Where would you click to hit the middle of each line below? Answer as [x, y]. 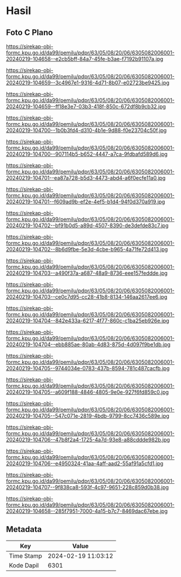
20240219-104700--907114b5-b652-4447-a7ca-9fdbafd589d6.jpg [87, 154]
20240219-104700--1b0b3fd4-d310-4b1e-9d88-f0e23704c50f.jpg [86, 130]
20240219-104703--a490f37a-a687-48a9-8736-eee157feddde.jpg [87, 273]
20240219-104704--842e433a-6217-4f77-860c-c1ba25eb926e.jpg [88, 321]
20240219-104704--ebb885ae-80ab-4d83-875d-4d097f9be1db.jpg [88, 344]
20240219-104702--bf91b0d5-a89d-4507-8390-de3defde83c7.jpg [87, 226]
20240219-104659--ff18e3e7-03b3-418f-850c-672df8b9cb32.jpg [86, 106]
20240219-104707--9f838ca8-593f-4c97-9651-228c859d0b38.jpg [88, 487]
